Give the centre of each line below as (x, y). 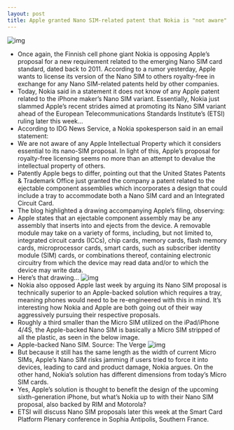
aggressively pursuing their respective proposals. (89, 315)
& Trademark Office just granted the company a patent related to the (116, 180)
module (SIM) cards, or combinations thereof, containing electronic (114, 255)
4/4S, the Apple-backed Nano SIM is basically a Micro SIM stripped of (119, 330)
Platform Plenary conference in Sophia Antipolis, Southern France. (113, 419)
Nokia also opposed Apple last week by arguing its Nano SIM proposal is (122, 285)
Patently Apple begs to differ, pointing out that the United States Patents (121, 173)
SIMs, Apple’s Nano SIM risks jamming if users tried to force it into (113, 359)
